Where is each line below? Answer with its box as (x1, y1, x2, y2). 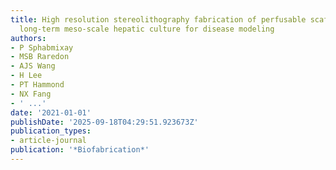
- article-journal (10, 136, 87, 146)
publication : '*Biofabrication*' (10, 145, 150, 155)
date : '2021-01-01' (10, 107, 92, 118)
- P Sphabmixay (10, 42, 74, 53)
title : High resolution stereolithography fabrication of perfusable (10, 14, 307, 25)
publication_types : (10, 126, 92, 136)
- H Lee (10, 71, 43, 81)
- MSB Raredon (10, 52, 70, 62)
